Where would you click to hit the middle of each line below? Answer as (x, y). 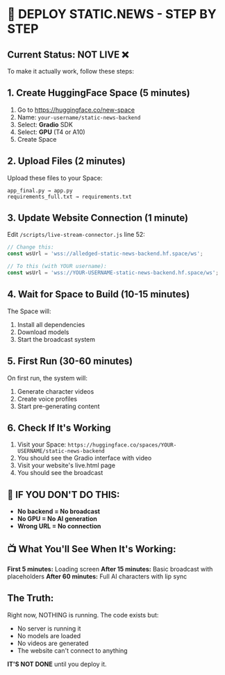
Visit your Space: (42, 444)
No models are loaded (49, 635)
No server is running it (49, 628)
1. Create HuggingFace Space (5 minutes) (99, 93)
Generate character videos (56, 391)
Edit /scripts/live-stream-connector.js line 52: (76, 235)
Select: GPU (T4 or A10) (51, 132)
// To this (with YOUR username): (57, 267)
